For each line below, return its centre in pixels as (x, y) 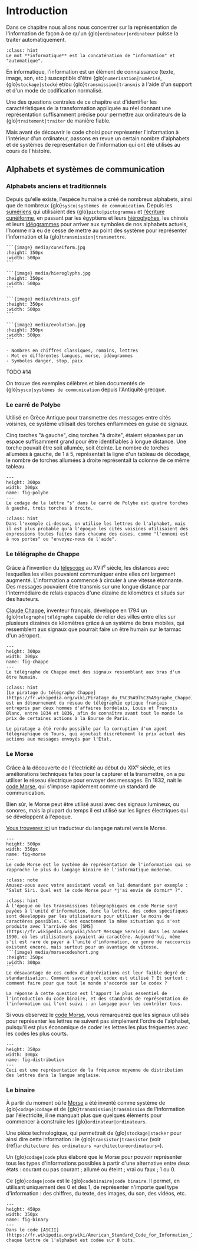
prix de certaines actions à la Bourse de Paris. (68, 718)
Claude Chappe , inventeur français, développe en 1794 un (77, 610)
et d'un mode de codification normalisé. (55, 90)
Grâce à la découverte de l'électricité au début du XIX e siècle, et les (88, 767)
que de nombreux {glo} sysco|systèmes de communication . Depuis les (89, 205)
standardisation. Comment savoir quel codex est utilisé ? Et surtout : (97, 978)
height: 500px (24, 844)
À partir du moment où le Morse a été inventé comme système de (86, 1103)
